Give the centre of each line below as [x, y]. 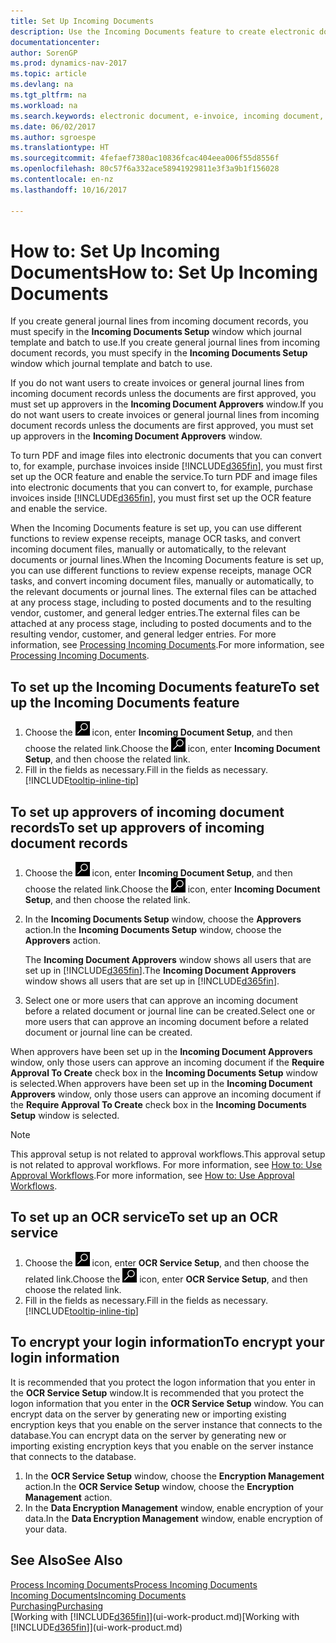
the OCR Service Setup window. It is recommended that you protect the [157, 1392]
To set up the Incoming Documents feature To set [165, 686]
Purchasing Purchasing [57, 1606]
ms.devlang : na [42, 85]
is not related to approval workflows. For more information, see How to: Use [166, 1165]
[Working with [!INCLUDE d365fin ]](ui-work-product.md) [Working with [155, 1616]
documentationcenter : [55, 42]
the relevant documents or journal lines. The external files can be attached [163, 592]
